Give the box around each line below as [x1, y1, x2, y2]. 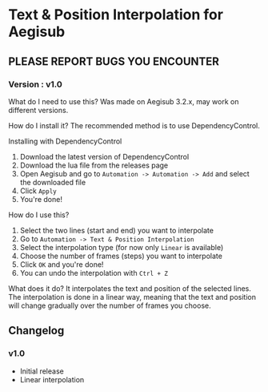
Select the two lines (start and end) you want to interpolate [19, 225, 214, 235]
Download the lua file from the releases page [19, 160, 169, 170]
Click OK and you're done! [19, 259, 104, 269]
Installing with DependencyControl [8, 136, 122, 146]
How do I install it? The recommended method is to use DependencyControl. [8, 120, 260, 130]
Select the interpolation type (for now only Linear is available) [19, 242, 224, 252]
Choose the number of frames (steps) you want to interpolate [19, 251, 222, 261]
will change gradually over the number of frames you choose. [8, 301, 211, 310]
